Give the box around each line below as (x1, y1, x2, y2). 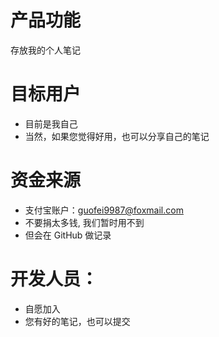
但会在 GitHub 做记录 (24, 229, 112, 241)
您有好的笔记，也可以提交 (24, 315, 131, 327)
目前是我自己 (24, 117, 78, 130)
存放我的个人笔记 (10, 44, 81, 56)
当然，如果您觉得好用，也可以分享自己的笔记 (24, 130, 210, 142)
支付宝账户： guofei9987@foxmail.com (24, 204, 184, 216)
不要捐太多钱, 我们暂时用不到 (24, 216, 145, 228)
